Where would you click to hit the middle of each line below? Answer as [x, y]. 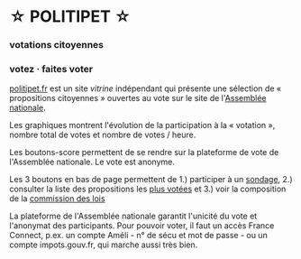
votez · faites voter [51, 69]
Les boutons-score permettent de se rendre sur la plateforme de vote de [144, 153]
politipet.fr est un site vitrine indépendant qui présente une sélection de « [146, 88]
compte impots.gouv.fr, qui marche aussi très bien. [104, 245]
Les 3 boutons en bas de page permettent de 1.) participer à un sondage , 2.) [151, 180]
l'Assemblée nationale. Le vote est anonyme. [92, 162]
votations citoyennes [56, 45]
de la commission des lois [57, 199]
